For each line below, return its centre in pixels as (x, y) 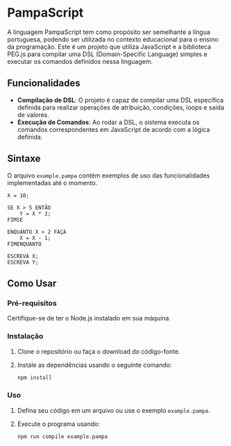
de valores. (33, 114)
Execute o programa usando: (59, 424)
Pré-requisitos (32, 303)
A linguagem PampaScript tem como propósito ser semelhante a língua (109, 32)
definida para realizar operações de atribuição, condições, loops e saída (121, 107)
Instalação (25, 336)
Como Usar (32, 283)
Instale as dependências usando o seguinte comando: (94, 365)
